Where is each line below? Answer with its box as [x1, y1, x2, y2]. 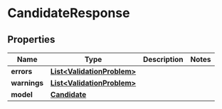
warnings [11, 78, 44, 88]
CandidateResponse [7, 5, 130, 21]
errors [11, 66, 33, 76]
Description [142, 55, 184, 64]
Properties [7, 33, 55, 46]
